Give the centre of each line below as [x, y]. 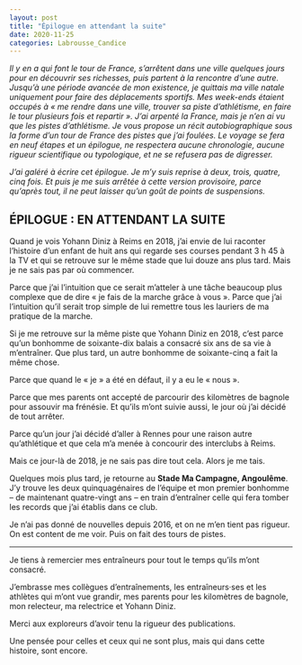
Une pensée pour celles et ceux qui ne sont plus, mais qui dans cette [137, 642]
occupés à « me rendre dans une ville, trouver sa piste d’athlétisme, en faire [151, 107]
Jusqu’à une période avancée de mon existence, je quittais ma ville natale [147, 87]
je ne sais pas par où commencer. [72, 270]
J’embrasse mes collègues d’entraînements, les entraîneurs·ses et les [138, 588]
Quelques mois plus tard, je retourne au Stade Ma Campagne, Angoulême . [149, 478]
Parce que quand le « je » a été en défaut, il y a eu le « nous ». [124, 380]
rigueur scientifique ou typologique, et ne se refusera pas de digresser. [141, 155]
